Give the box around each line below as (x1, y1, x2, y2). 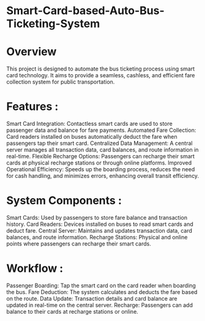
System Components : (6, 194, 122, 207)
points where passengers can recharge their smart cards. (6, 240, 151, 247)
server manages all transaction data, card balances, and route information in (6, 146, 199, 153)
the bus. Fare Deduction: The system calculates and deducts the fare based (6, 288, 198, 295)
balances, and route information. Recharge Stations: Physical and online (6, 234, 188, 241)
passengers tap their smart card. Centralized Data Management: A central (6, 139, 193, 147)
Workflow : (6, 261, 64, 276)
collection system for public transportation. (6, 78, 115, 86)
